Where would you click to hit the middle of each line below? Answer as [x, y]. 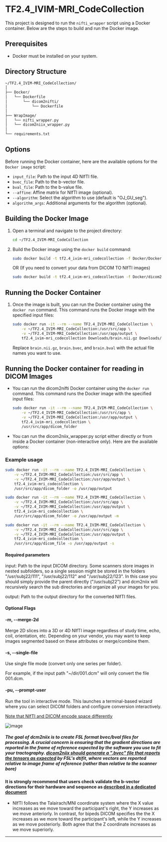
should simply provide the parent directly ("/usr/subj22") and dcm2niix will [82, 582]
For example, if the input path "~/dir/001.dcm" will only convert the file [77, 673]
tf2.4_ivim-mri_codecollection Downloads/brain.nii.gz [80, 338]
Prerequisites [26, 44]
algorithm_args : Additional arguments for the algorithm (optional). [80, 203]
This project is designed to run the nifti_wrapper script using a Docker [78, 23]
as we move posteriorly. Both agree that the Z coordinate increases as [84, 824]
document [16, 792]
